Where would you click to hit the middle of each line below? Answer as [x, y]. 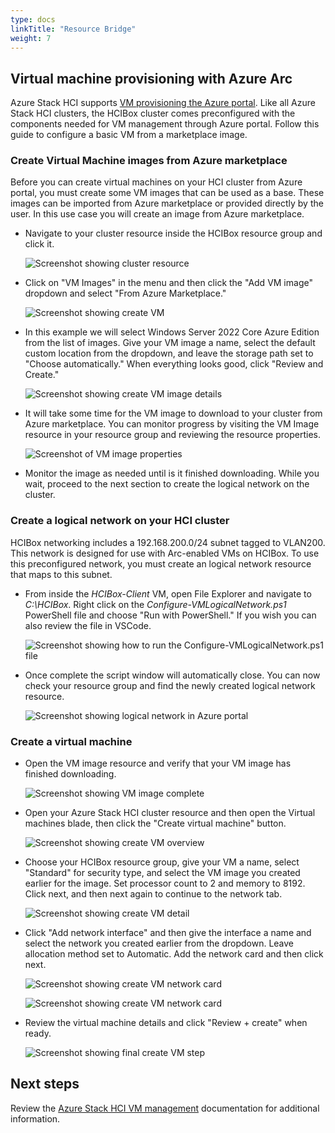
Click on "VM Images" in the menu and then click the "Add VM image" [168, 283]
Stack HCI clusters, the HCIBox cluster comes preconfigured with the [153, 113]
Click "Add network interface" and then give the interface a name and [168, 933]
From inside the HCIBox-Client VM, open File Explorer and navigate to [168, 593]
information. [35, 1118]
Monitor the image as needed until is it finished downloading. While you [172, 473]
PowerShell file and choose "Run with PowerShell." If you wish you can [170, 615]
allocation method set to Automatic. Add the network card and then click [174, 954]
